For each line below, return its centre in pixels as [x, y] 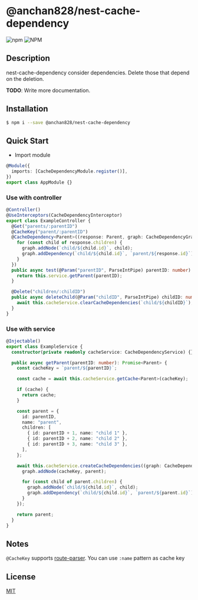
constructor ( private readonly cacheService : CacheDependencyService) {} [103, 352]
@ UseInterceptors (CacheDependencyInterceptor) [64, 215]
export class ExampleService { [44, 347]
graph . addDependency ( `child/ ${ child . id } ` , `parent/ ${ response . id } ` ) [108, 254]
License [21, 577]
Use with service [31, 329]
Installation [27, 109]
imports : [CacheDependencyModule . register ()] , [70, 172]
